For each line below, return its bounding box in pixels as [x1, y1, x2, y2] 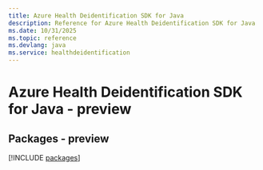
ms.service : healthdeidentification [8, 49, 130, 57]
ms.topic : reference [8, 34, 78, 42]
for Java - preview [8, 101, 132, 118]
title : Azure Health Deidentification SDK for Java [8, 11, 184, 20]
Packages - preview [8, 132, 110, 145]
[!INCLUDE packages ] [8, 153, 81, 162]
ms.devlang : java [8, 42, 66, 49]
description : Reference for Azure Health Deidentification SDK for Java [8, 19, 256, 27]
